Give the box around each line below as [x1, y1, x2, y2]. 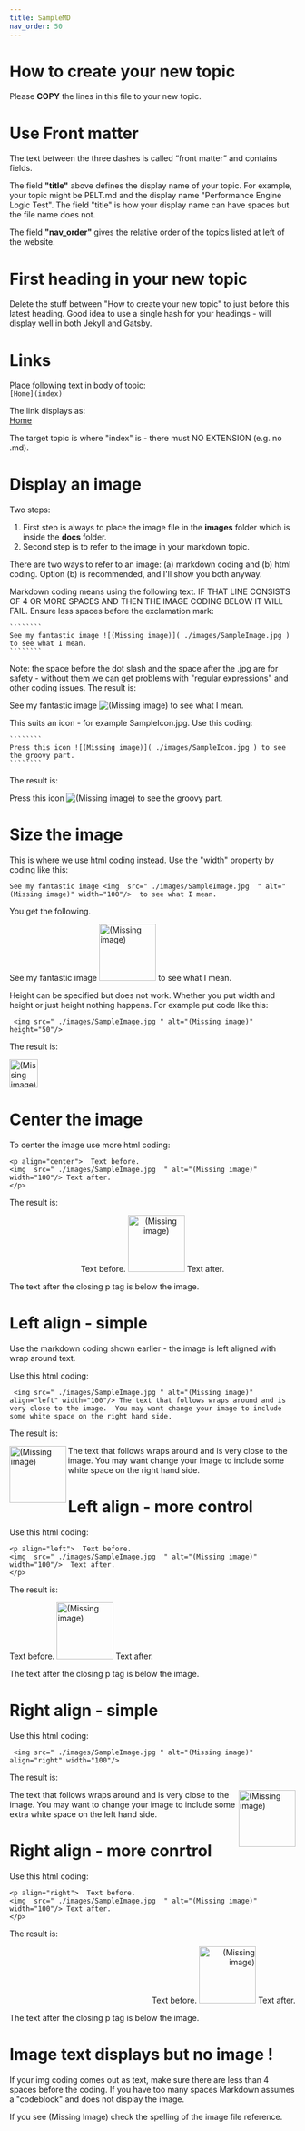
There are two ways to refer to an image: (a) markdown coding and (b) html [9, 559, 291, 570]
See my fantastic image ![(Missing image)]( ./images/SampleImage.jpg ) [9, 631, 290, 641]
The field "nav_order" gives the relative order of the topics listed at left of [9, 227, 285, 237]
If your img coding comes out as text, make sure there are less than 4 [9, 2074, 270, 2085]
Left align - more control [67, 1497, 253, 1518]
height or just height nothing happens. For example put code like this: [9, 1000, 269, 1011]
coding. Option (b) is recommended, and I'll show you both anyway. [9, 569, 262, 580]
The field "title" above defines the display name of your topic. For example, [9, 180, 292, 191]
